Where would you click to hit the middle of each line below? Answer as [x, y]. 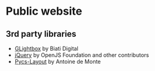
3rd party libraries [41, 34]
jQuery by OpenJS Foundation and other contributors [82, 55]
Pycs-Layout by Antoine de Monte [58, 62]
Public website [44, 11]
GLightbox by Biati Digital [47, 48]
